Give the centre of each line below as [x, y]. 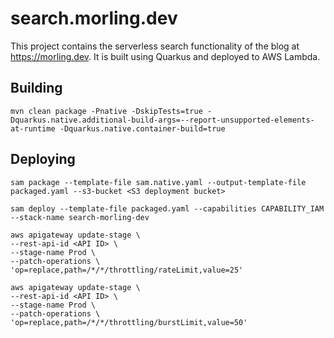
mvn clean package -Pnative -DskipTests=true [106, 111]
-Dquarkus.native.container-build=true [142, 128]
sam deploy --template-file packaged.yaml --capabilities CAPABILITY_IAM [167, 208]
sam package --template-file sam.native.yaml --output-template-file [158, 182]
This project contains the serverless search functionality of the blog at [155, 46]
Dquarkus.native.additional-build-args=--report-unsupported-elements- [162, 120]
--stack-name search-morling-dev [80, 217]
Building [36, 88]
